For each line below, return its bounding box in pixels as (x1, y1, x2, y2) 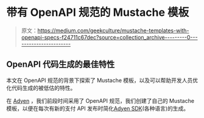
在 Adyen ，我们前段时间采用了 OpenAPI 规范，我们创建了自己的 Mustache (6, 97, 195, 104)
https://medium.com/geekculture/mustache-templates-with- (37, 27, 189, 34)
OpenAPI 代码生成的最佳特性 (6, 59, 115, 70)
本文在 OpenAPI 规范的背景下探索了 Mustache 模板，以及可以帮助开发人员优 (6, 77, 199, 84)
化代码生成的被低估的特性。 (6, 84, 76, 91)
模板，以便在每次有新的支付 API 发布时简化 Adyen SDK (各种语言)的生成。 (6, 105, 189, 112)
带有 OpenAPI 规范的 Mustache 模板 (6, 5, 189, 19)
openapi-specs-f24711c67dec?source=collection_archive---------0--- (21, 33, 198, 41)
